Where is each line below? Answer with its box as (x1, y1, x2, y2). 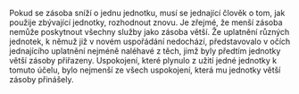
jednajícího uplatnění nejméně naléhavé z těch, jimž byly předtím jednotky (9, 46, 281, 56)
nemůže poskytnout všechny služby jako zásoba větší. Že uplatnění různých (9, 27, 290, 37)
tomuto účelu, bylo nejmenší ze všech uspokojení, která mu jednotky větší (9, 64, 281, 75)
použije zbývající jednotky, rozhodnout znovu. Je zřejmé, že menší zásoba (9, 17, 283, 28)
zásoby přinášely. (9, 74, 74, 84)
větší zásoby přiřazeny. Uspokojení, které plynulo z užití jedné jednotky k (9, 56, 278, 65)
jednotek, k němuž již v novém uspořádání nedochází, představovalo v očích (9, 36, 291, 47)
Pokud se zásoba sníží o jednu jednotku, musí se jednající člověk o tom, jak (9, 8, 286, 18)
